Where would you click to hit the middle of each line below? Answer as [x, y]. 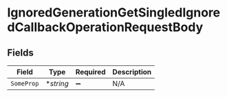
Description [132, 72]
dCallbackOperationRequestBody [105, 27]
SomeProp [25, 84]
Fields [21, 53]
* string [57, 84]
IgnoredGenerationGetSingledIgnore [114, 13]
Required [90, 72]
